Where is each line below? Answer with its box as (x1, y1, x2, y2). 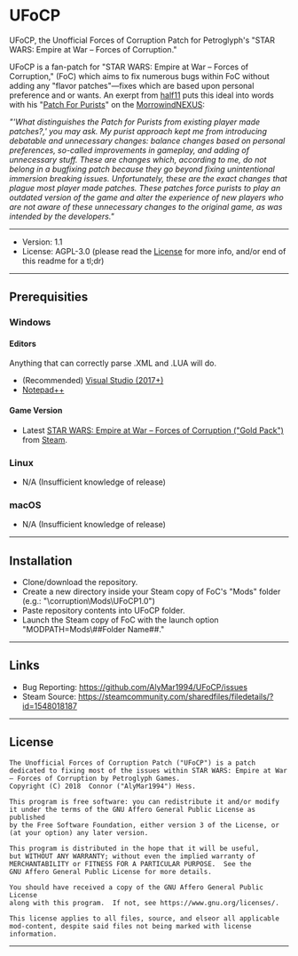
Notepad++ (21, 384, 65, 396)
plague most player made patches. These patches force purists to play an (9, 182, 281, 193)
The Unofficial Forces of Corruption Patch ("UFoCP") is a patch (9, 758, 255, 767)
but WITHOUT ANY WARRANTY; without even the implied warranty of (9, 851, 255, 861)
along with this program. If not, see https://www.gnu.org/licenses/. (9, 898, 279, 907)
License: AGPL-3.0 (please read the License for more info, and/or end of (21, 245, 286, 256)
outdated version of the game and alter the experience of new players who (9, 192, 284, 203)
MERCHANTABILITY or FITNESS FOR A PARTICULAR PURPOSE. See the (9, 859, 252, 868)
